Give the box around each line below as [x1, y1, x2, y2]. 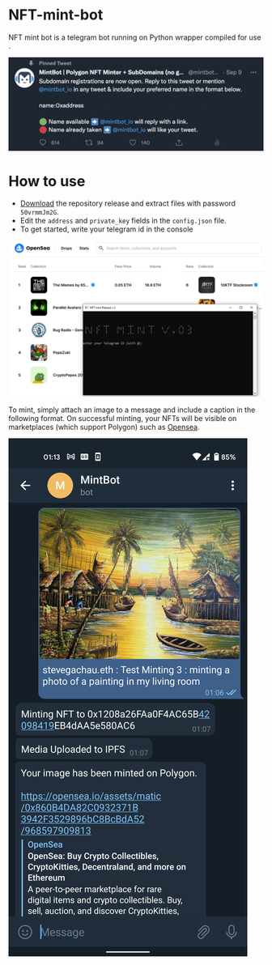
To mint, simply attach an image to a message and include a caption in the [8, 405, 256, 414]
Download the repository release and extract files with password [19, 198, 236, 208]
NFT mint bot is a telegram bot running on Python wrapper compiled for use [8, 32, 261, 42]
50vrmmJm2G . [19, 207, 59, 217]
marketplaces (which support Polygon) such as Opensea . [8, 422, 200, 431]
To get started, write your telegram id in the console [19, 224, 193, 234]
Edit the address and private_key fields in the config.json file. [19, 216, 227, 226]
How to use [8, 172, 86, 190]
